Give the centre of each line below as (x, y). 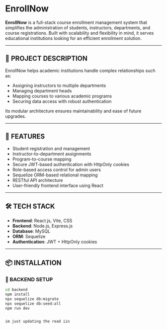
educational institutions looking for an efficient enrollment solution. (73, 38)
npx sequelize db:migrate (32, 299)
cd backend (16, 290)
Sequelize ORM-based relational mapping (55, 175)
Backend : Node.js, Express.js (42, 226)
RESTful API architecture (38, 180)
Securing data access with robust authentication (62, 101)
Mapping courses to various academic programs (62, 96)
